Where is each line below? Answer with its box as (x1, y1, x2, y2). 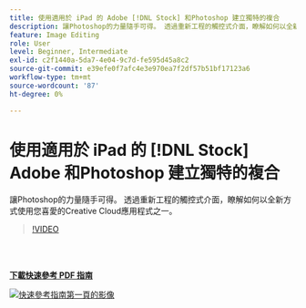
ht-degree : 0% (9, 89, 64, 98)
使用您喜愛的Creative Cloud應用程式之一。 (16, 206, 178, 217)
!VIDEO (31, 224, 59, 235)
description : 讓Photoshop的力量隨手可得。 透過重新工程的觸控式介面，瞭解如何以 (9, 22, 287, 31)
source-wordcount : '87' (9, 81, 100, 90)
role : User (9, 38, 51, 48)
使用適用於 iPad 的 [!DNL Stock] (9, 139, 249, 160)
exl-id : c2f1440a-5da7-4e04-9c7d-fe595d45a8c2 (9, 56, 189, 65)
